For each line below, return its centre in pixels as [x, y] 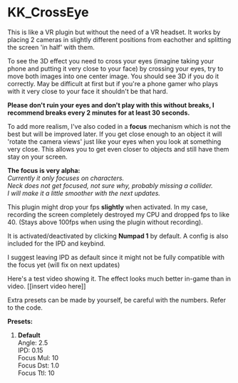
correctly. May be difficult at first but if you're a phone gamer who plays [113, 83]
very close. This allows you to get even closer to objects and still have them [118, 149]
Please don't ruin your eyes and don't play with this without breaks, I [111, 105]
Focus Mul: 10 [38, 357]
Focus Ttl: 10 [36, 373]
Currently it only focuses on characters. [66, 178]
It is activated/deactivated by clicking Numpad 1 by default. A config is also [118, 236]
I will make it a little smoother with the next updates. [84, 193]
